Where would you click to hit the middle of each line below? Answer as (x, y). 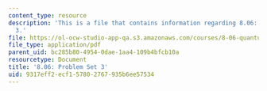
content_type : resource (48, 15)
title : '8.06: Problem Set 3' (58, 67)
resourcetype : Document (48, 60)
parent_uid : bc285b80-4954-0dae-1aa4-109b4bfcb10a (94, 52)
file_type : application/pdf (55, 45)
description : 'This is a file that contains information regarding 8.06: (133, 23)
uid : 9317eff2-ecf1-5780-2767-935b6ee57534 (81, 74)
